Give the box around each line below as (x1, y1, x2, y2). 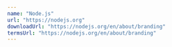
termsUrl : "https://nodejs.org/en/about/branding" (7, 29, 157, 37)
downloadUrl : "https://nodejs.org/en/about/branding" (7, 23, 166, 30)
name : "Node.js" (7, 10, 54, 17)
